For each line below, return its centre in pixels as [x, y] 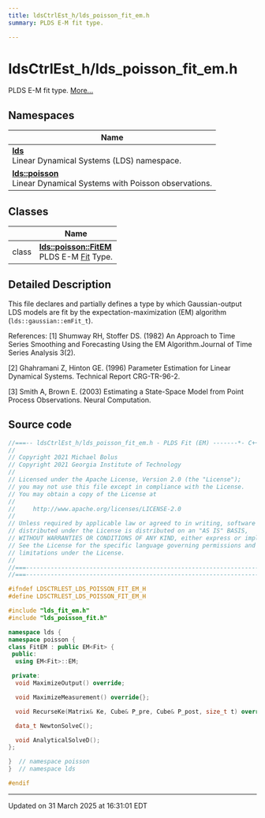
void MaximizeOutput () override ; [70, 683]
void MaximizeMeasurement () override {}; [82, 697]
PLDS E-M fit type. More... [51, 91]
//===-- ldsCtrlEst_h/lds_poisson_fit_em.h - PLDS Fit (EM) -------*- [127, 443]
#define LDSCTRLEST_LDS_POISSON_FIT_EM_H [77, 596]
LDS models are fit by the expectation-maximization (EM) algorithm [118, 312]
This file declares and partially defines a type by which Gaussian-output [125, 304]
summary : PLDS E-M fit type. [56, 23]
